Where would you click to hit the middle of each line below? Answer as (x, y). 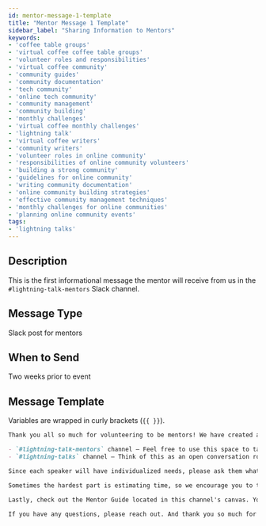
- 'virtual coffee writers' (55, 141)
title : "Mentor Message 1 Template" (68, 23)
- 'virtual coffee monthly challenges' (74, 126)
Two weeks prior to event (49, 376)
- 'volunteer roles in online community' (78, 155)
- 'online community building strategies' (79, 192)
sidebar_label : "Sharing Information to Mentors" (92, 30)
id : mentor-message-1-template (60, 15)
